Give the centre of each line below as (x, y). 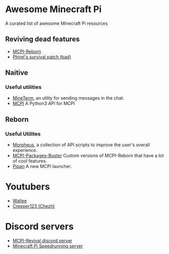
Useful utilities (23, 87)
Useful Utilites (23, 134)
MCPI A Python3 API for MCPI (44, 103)
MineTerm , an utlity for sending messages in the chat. (68, 98)
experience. (25, 150)
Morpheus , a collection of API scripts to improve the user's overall (81, 145)
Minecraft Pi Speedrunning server (48, 246)
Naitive (17, 73)
